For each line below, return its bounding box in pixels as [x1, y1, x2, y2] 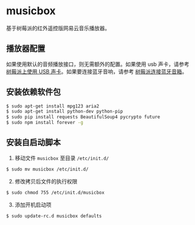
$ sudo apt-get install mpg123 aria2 [6, 103, 100, 109]
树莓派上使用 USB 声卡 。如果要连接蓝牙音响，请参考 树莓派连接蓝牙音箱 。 [6, 68, 188, 75]
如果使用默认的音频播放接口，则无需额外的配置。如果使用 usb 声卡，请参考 [6, 61, 190, 68]
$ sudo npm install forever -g [6, 120, 84, 126]
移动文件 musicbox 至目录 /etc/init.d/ [14, 154, 109, 161]
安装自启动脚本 [6, 138, 61, 148]
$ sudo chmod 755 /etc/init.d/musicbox [6, 189, 105, 195]
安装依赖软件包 [6, 87, 61, 97]
